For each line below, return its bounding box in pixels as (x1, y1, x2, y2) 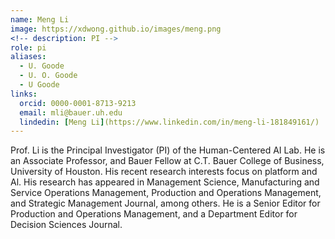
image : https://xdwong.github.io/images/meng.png (10, 24, 222, 34)
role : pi (10, 42, 47, 53)
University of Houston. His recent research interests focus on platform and (10, 166, 318, 178)
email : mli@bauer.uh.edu (19, 107, 123, 118)
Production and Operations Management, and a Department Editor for (10, 208, 298, 220)
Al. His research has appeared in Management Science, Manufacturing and (10, 176, 320, 188)
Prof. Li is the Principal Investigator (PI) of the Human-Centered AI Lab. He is (10, 144, 326, 156)
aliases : (10, 52, 47, 62)
